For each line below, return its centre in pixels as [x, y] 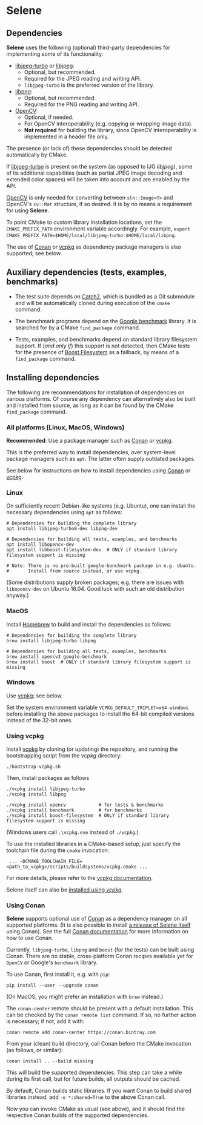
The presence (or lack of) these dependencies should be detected [89, 148]
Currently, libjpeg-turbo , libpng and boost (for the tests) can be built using [100, 950]
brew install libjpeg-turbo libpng [51, 640]
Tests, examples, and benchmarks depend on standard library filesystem [106, 339]
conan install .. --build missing [50, 1061]
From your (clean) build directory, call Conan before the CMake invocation [99, 1044]
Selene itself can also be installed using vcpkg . [65, 890]
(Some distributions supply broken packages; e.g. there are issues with [95, 582]
